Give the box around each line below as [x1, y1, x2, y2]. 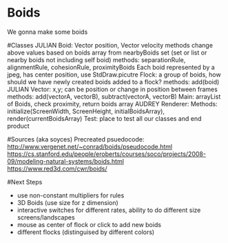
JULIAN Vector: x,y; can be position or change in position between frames [7, 85, 218, 93]
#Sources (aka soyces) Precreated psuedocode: [7, 135, 145, 143]
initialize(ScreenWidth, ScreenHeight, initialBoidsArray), [7, 107, 165, 115]
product [7, 121, 30, 130]
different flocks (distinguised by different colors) [17, 228, 155, 236]
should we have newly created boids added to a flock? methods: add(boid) [7, 77, 220, 86]
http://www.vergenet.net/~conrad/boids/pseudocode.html [7, 142, 173, 150]
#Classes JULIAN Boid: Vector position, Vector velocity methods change [7, 41, 214, 49]
